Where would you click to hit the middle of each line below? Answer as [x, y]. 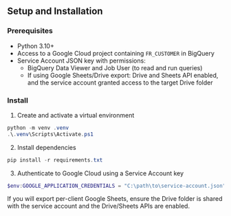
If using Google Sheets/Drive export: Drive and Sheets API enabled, [123, 75]
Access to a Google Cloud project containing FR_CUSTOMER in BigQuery [116, 53]
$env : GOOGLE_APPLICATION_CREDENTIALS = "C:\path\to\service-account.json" [117, 186]
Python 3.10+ [36, 46]
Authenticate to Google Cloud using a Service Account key [100, 173]
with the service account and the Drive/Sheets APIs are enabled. [99, 206]
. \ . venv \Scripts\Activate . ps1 [51, 134]
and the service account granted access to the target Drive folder [120, 83]
